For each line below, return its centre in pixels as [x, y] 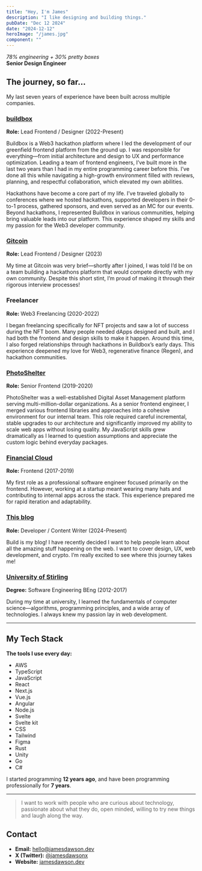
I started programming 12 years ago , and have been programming [88, 779]
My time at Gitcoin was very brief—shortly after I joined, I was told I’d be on [99, 266]
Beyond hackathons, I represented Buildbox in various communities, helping [100, 213]
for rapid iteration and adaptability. [49, 502]
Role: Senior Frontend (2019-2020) [50, 386]
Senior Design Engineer [36, 63]
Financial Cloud [29, 458]
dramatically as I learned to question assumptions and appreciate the [92, 436]
